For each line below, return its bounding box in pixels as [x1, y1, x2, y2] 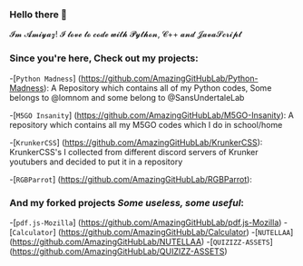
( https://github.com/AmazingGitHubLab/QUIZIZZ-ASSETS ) [9, 245, 229, 257]
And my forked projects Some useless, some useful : [9, 196, 245, 209]
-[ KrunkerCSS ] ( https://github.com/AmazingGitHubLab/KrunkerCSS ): [9, 136, 263, 148]
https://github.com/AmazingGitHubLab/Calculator [60, 226, 247, 237]
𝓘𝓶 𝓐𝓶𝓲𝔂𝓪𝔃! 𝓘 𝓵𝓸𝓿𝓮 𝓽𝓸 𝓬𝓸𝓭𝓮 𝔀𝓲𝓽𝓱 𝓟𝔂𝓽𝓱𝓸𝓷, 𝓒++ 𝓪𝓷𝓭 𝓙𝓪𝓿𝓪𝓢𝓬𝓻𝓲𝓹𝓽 [9, 29, 242, 40]
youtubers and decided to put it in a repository [9, 156, 183, 167]
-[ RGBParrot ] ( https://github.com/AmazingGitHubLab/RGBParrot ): [9, 173, 252, 184]
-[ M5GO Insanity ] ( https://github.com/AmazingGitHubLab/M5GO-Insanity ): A [9, 109, 295, 121]
